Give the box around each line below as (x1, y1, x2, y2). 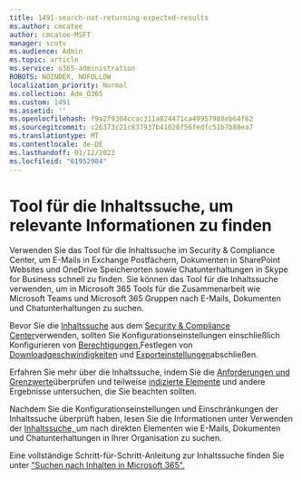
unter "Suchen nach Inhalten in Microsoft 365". (9, 460, 185, 471)
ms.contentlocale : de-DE (9, 140, 103, 149)
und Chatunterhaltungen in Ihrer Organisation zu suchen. (9, 433, 222, 444)
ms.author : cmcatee (9, 22, 83, 31)
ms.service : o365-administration (9, 64, 136, 73)
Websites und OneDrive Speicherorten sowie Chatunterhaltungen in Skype (9, 264, 288, 275)
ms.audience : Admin (9, 47, 83, 56)
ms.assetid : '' (9, 106, 67, 115)
